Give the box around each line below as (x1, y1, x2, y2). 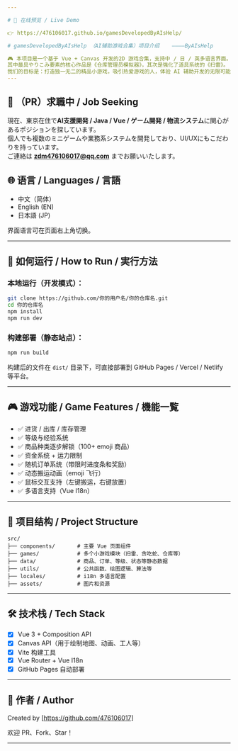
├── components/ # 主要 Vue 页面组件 (7, 543, 131, 550)
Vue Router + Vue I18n (17, 656, 84, 665)
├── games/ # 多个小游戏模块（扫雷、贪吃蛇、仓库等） (7, 550, 184, 557)
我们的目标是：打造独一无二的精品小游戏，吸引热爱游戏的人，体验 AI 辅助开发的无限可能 (7, 68, 232, 75)
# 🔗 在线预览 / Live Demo (7, 16, 80, 23)
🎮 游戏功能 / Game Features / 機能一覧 (7, 401, 179, 413)
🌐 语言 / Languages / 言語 (7, 174, 121, 186)
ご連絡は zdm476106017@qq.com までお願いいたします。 (7, 152, 179, 160)
